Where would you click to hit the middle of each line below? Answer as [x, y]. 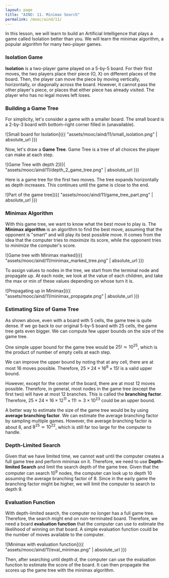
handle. [13, 432]
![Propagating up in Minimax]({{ [38, 291]
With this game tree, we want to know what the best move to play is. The [81, 224]
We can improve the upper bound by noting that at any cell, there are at [79, 362]
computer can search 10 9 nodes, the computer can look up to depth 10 [79, 473]
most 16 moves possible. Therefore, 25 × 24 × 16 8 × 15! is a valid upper [79, 368]
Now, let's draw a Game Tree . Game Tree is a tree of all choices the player [82, 149]
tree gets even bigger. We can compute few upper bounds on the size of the [84, 331]
